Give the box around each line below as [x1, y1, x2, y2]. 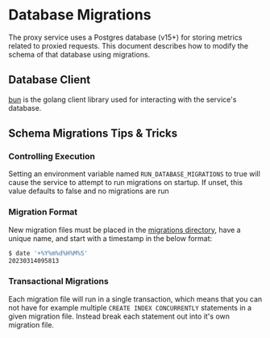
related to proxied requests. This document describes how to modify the [8, 40, 248, 50]
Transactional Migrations [8, 276, 109, 287]
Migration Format [8, 206, 78, 218]
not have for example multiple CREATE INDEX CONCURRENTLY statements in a [8, 302, 252, 312]
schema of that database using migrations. [8, 49, 151, 59]
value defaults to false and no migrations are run [8, 186, 169, 196]
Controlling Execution [8, 151, 95, 163]
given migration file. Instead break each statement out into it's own [8, 311, 230, 321]
